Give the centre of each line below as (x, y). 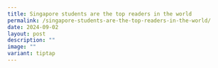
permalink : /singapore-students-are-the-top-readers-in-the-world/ (109, 21)
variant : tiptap (31, 54)
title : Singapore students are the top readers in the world (100, 14)
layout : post (27, 34)
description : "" (31, 40)
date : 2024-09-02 (33, 27)
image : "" (22, 47)
